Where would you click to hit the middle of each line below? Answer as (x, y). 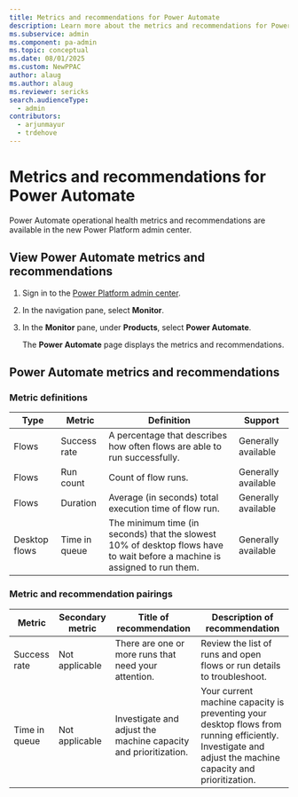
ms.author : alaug (41, 83)
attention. (135, 676)
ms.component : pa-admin (53, 42)
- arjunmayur (41, 125)
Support (261, 421)
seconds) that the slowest (162, 534)
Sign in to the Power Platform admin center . (101, 293)
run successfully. (144, 458)
